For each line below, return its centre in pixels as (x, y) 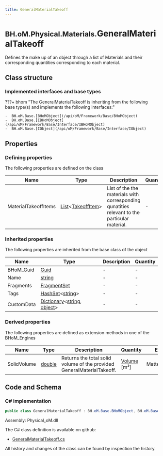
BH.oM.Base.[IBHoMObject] (38, 120)
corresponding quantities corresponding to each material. (63, 62)
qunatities (118, 206)
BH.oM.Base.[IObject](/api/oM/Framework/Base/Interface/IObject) (79, 129)
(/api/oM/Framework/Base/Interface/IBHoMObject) (55, 125)
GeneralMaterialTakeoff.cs (38, 439)
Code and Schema (33, 387)
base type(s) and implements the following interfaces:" (60, 107)
